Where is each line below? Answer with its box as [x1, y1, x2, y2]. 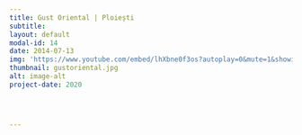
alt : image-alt [9, 72, 67, 81]
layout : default [9, 30, 70, 39]
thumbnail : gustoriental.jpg [9, 64, 119, 73]
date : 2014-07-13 [9, 47, 75, 56]
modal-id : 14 [9, 38, 58, 48]
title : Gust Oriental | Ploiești [9, 13, 135, 22]
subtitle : [9, 22, 47, 31]
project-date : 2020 [9, 80, 83, 89]
